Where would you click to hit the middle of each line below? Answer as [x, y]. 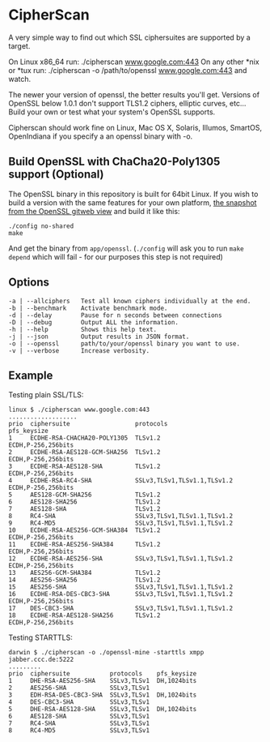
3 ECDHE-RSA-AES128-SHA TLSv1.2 [84, 467]
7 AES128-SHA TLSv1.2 [84, 509]
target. [19, 45]
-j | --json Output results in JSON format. [99, 337]
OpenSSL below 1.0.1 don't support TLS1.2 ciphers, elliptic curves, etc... [127, 103]
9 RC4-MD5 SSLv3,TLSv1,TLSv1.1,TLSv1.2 [120, 523]
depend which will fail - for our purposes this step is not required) [116, 256]
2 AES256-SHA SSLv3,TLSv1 [79, 688]
